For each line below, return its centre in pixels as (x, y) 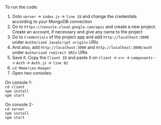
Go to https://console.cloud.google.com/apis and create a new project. (84, 27)
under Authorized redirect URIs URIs (50, 52)
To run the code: (22, 7)
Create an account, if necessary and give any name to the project (77, 32)
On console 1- (19, 82)
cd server (15, 109)
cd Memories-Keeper (32, 68)
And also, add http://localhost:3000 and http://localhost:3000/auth (82, 47)
